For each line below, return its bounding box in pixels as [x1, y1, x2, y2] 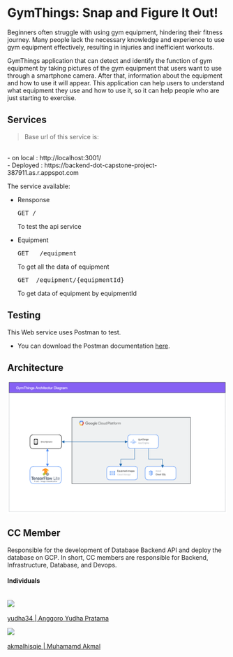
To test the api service [17, 222, 82, 230]
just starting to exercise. [7, 93, 77, 102]
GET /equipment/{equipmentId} [17, 276, 125, 284]
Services [7, 114, 47, 126]
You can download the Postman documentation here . [17, 341, 171, 350]
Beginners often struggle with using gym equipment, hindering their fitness [7, 28, 223, 36]
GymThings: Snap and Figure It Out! [7, 5, 218, 21]
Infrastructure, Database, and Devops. [7, 560, 117, 569]
